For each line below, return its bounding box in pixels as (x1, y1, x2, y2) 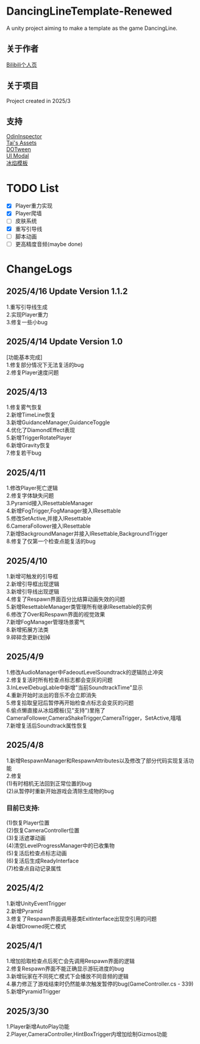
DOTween (6, 146, 32, 153)
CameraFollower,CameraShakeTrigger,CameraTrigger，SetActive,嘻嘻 (6, 714, 182, 722)
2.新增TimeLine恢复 (6, 411, 56, 419)
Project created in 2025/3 (6, 97, 71, 104)
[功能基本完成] (6, 353, 43, 361)
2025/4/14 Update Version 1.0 (6, 336, 123, 347)
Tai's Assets (6, 139, 37, 147)
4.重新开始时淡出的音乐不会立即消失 (6, 691, 97, 698)
